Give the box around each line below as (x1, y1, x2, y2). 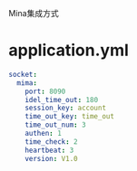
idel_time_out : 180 (24, 95, 99, 104)
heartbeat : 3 (24, 146, 74, 155)
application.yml (8, 40, 129, 61)
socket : (8, 70, 38, 79)
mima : (16, 78, 38, 88)
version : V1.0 (24, 154, 78, 163)
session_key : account (24, 103, 106, 113)
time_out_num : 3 (24, 120, 87, 129)
